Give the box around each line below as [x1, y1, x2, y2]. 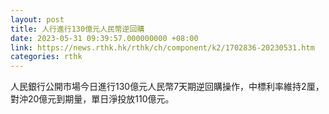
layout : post [10, 14, 65, 25]
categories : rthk [10, 52, 83, 62]
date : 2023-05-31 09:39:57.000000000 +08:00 [10, 33, 199, 43]
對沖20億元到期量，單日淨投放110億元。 [10, 93, 175, 105]
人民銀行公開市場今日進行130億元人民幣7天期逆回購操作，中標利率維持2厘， [10, 81, 325, 93]
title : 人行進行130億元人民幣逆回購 [10, 24, 145, 34]
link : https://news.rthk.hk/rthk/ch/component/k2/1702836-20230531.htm [10, 42, 315, 53]
